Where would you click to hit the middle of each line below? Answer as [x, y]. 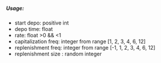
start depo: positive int [42, 23]
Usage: [15, 8]
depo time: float [34, 29]
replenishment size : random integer [58, 54]
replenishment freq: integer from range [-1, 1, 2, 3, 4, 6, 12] [85, 47]
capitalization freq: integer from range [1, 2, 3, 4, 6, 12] [80, 41]
